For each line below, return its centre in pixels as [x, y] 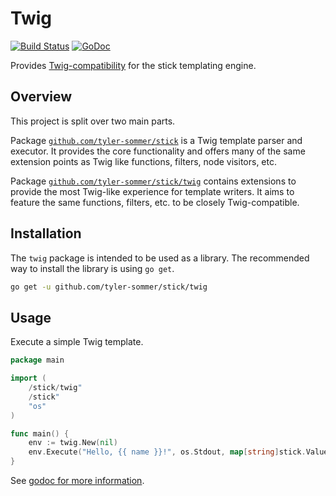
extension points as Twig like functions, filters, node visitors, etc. [144, 161]
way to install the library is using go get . [92, 268]
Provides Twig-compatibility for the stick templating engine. [133, 65]
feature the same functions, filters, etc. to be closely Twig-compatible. [155, 202]
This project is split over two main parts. [93, 121]
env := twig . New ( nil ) [73, 443]
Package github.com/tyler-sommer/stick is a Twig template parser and [156, 140]
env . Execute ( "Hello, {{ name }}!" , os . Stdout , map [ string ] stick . [167, 452]
